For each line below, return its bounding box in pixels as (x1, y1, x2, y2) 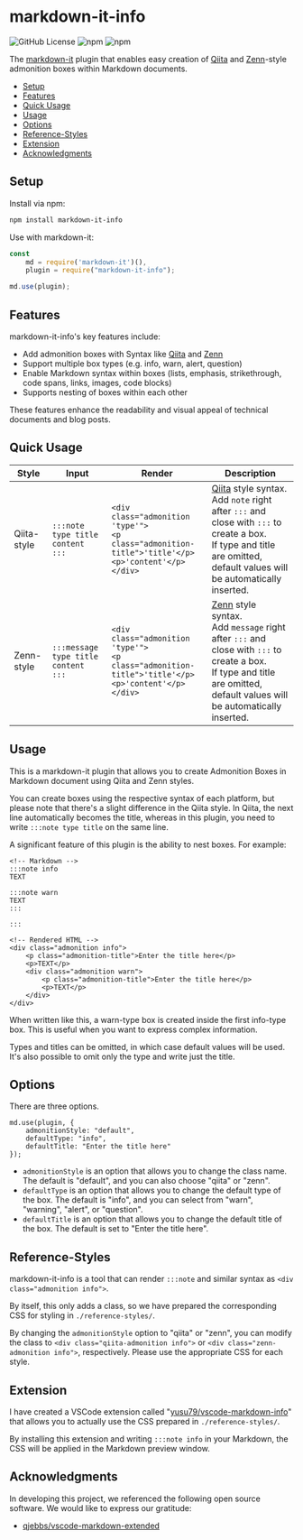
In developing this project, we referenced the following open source (9, 1493, 262, 1504)
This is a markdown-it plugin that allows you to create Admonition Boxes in (9, 765, 287, 777)
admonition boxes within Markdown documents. (9, 63, 188, 74)
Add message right (211, 621, 286, 633)
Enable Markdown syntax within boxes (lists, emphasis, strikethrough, (22, 367, 282, 378)
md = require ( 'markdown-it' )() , (25, 257, 147, 267)
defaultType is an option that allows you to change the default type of (22, 1185, 281, 1196)
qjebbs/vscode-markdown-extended (22, 1520, 161, 1531)
